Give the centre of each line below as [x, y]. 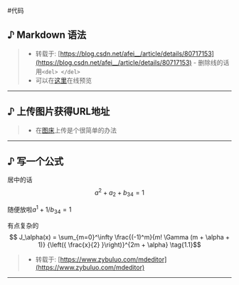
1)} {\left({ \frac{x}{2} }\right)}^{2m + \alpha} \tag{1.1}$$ [119, 245]
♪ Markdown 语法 [47, 35]
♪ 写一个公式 [36, 161]
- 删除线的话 [211, 62]
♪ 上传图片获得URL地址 [59, 112]
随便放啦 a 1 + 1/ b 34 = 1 [39, 209]
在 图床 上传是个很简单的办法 [76, 130]
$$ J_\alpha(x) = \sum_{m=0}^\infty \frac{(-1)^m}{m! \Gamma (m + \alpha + [119, 237]
